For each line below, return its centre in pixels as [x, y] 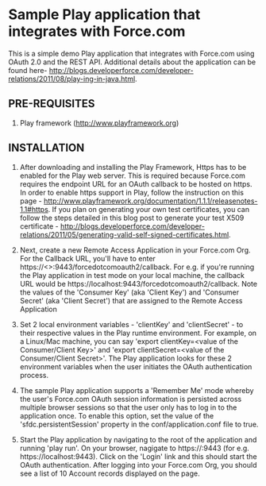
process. [34, 375]
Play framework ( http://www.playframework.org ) [99, 123]
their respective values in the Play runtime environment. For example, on [138, 333]
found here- [28, 70]
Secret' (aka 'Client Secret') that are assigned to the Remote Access [131, 300]
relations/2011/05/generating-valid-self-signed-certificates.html [124, 234]
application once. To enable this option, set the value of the [117, 415]
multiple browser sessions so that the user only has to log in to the [128, 407]
